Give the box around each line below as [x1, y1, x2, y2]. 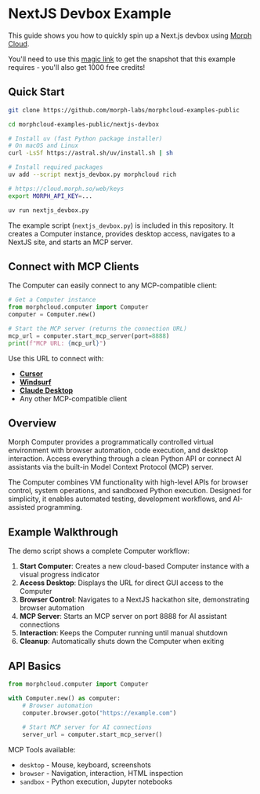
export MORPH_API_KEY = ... [8, 192, 92, 200]
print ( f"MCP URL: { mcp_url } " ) [8, 339, 107, 347]
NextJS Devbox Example [8, 5, 172, 23]
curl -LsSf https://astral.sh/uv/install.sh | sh [8, 149, 174, 157]
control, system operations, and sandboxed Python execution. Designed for [8, 486, 252, 496]
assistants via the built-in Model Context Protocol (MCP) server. [8, 463, 214, 472]
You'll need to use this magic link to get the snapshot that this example [8, 54, 237, 64]
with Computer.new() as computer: [8, 694, 121, 702]
